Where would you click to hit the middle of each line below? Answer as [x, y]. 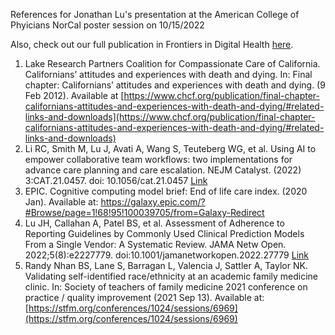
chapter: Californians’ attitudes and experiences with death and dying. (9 [175, 85]
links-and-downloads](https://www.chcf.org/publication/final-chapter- [170, 117]
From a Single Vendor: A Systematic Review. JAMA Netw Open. [155, 244]
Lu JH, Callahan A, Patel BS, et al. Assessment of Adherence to [154, 223]
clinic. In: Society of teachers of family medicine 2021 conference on [166, 287]
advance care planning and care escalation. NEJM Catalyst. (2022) [163, 170]
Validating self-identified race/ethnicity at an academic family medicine [171, 276]
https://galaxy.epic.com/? [153, 202]
